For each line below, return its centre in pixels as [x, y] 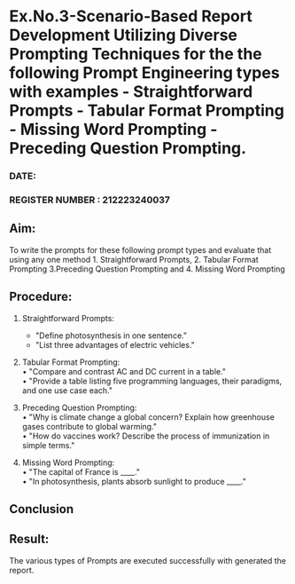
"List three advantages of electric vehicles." [115, 344]
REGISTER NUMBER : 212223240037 [90, 200]
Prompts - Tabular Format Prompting [147, 110]
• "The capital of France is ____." [81, 471]
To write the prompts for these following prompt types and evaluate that [140, 249]
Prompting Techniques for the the [136, 54]
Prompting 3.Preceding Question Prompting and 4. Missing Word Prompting [147, 269]
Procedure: [41, 297]
